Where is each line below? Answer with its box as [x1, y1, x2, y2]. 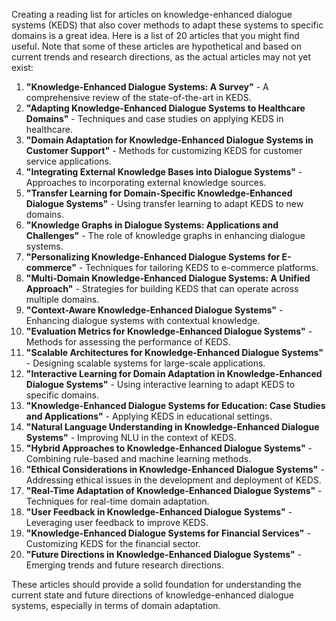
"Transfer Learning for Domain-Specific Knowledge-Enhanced [25, 187, 293, 199]
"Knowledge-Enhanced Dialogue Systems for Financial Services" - [25, 527, 311, 539]
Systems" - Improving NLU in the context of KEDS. [25, 432, 238, 443]
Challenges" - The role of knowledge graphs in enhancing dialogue [25, 230, 306, 241]
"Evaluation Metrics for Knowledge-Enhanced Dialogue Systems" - [25, 325, 313, 337]
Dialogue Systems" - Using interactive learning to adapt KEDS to [25, 379, 296, 390]
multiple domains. [25, 294, 100, 305]
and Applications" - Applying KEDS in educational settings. [25, 410, 273, 422]
